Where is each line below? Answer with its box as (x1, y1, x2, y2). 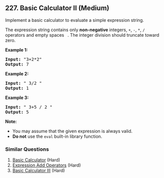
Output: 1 (5, 85, 29, 91)
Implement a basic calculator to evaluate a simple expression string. (5, 17, 144, 23)
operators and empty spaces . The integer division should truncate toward (5, 32, 160, 38)
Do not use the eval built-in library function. (12, 133, 102, 139)
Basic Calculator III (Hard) (12, 168, 65, 174)
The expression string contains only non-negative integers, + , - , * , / (5, 27, 145, 33)
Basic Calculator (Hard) (12, 157, 61, 163)
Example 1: (5, 47, 28, 53)
